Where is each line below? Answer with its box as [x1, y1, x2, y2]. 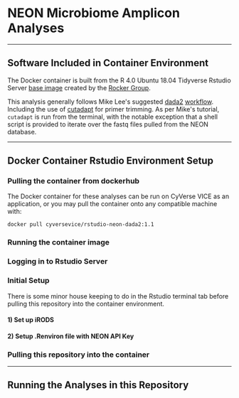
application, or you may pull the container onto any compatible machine [7, 200, 218, 208]
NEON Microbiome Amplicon [7, 5, 180, 21]
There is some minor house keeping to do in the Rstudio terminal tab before [7, 291, 229, 300]
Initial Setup [7, 276, 50, 286]
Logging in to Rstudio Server [7, 257, 108, 267]
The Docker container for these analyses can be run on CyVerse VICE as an [7, 192, 230, 200]
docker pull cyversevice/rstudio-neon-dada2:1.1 [7, 221, 154, 228]
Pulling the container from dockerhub [7, 176, 140, 186]
